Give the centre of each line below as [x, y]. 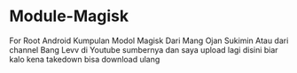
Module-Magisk [69, 16]
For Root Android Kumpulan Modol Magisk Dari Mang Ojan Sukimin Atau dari [149, 40]
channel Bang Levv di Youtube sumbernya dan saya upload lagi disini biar [144, 49]
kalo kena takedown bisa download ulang [85, 59]
